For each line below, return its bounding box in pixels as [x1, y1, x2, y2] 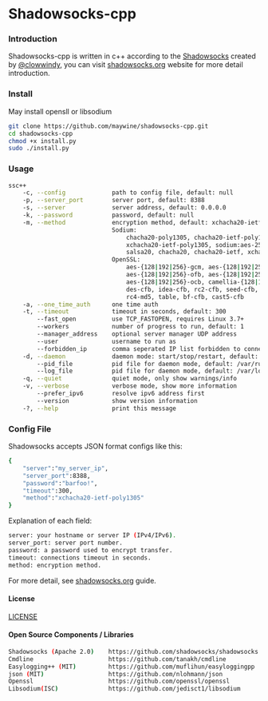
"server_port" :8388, [22, 472, 91, 480]
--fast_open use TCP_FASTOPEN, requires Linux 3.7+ [37, 315, 245, 324]
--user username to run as [37, 337, 177, 345]
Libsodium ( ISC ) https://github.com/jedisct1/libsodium [8, 685, 241, 693]
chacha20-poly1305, [126, 233, 191, 241]
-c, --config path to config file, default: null [22, 189, 234, 197]
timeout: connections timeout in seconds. [8, 553, 152, 562]
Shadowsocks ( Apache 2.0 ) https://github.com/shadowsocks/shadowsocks [8, 647, 259, 655]
